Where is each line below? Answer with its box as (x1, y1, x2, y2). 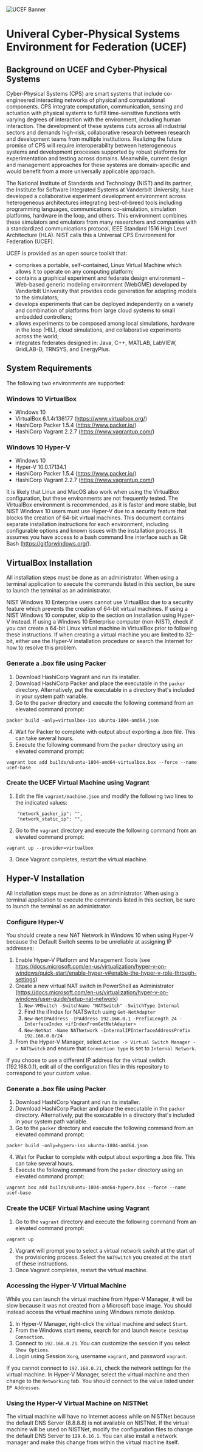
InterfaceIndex (24, 1021, 63, 1027)
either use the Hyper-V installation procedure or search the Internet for (15, 638, 193, 645)
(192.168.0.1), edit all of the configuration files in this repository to (6, 1062, 169, 1070)
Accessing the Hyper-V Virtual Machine (6, 1281, 126, 1290)
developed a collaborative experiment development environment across (6, 193, 187, 199)
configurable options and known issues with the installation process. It (6, 527, 183, 535)
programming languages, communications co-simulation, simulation (6, 205, 176, 213)
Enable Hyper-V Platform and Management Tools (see (15, 956, 151, 963)
